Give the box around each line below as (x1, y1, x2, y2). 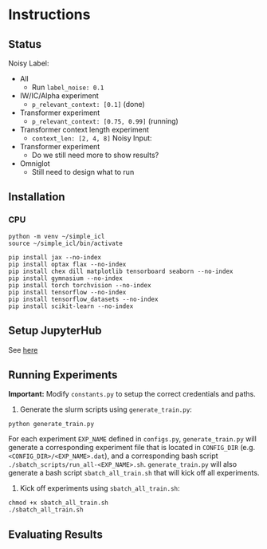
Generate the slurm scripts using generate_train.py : (19, 405, 193, 414)
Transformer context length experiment (19, 125, 150, 134)
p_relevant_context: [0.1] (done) (31, 100, 145, 109)
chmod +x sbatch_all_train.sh (8, 499, 109, 508)
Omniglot (19, 159, 50, 168)
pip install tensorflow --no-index (8, 288, 127, 296)
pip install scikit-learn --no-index (8, 302, 134, 310)
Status (8, 38, 42, 51)
